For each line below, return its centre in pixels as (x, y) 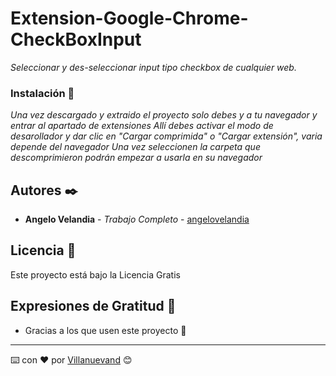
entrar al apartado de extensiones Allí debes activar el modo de (142, 126)
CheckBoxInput (76, 39)
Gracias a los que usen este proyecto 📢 (105, 330)
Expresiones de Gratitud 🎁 (93, 306)
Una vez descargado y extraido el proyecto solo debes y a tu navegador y (164, 115)
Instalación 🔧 (42, 93)
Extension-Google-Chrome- (129, 18)
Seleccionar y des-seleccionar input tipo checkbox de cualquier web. (153, 67)
